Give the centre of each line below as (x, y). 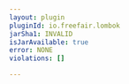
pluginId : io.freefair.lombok (65, 26)
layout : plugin (37, 17)
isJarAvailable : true (49, 42)
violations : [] (37, 58)
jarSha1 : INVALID (41, 34)
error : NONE (31, 50)
